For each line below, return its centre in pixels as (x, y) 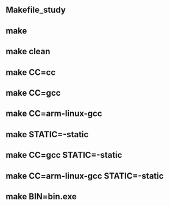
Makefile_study (36, 10)
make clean (28, 51)
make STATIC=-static (47, 134)
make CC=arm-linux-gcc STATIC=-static (85, 176)
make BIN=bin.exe (41, 197)
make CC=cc (31, 72)
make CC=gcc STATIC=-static (64, 155)
